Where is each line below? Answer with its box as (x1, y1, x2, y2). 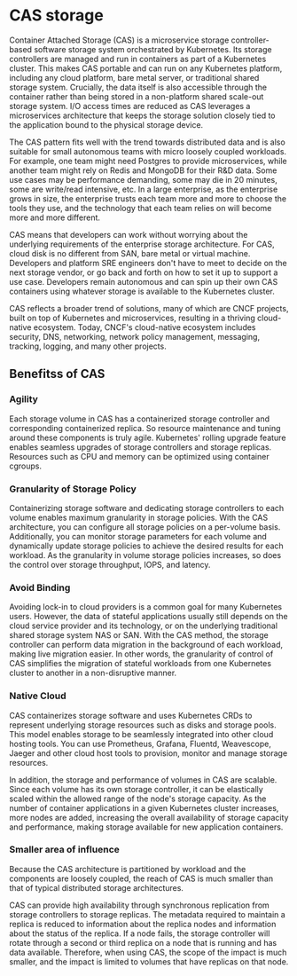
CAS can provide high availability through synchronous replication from (9, 900, 270, 910)
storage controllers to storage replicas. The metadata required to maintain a (9, 909, 285, 919)
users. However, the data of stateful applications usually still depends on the (9, 611, 288, 622)
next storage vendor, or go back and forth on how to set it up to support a (9, 267, 278, 278)
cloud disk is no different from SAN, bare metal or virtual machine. (9, 248, 251, 258)
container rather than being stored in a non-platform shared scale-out (9, 91, 264, 102)
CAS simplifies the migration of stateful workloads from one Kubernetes (9, 658, 272, 669)
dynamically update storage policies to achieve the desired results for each (9, 540, 284, 551)
